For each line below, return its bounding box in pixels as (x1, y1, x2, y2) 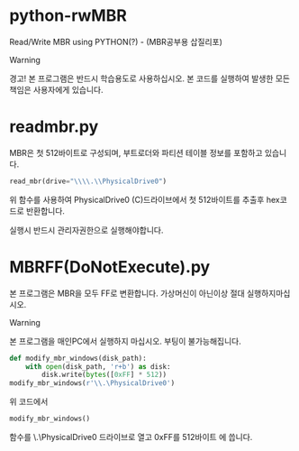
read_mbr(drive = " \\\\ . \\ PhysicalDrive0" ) (9, 177, 168, 186)
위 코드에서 (9, 396, 49, 407)
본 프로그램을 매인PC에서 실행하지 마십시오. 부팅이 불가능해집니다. (9, 336, 241, 346)
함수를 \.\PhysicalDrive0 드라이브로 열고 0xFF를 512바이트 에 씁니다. (9, 432, 253, 443)
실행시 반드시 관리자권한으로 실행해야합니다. (9, 225, 164, 235)
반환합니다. (25, 205, 66, 216)
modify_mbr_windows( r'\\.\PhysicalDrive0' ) (9, 379, 176, 388)
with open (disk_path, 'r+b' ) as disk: (25, 362, 171, 371)
